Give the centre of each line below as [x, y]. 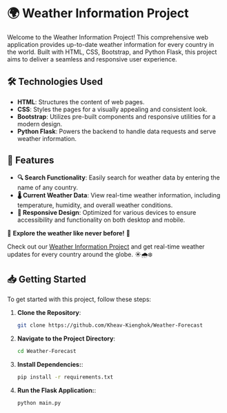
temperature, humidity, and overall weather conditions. [95, 205]
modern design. [40, 124]
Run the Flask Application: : [57, 390]
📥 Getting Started [47, 279]
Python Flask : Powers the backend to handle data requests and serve [116, 131]
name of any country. [47, 187]
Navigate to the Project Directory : [66, 338]
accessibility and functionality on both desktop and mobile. [101, 220]
